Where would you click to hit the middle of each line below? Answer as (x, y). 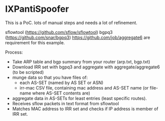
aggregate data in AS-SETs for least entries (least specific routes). (79, 98)
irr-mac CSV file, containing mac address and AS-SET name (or (84, 88)
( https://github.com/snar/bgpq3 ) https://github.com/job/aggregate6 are (78, 37)
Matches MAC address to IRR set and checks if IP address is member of (85, 109)
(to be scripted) (28, 72)
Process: (14, 52)
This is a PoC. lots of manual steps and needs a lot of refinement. (71, 23)
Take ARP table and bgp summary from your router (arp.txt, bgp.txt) (81, 61)
